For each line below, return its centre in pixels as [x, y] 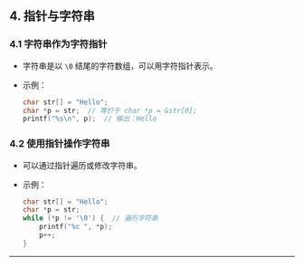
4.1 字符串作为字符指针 [58, 44]
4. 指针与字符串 [52, 16]
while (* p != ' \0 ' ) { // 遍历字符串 [90, 218]
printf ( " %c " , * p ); [76, 227]
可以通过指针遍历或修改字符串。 [82, 165]
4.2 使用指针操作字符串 [60, 144]
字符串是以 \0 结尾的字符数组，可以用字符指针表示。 [120, 65]
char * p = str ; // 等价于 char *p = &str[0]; [109, 110]
